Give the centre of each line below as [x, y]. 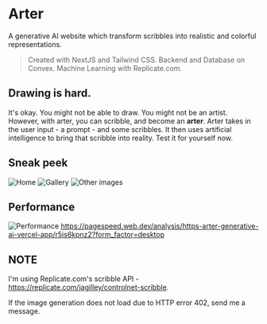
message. [24, 311]
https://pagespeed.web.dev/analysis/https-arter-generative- [160, 226]
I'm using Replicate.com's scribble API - [74, 279]
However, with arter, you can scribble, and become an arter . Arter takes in [130, 121]
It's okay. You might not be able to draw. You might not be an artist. [118, 112]
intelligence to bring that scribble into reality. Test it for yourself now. [120, 138]
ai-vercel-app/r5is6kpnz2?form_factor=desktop [87, 235]
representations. [35, 44]
